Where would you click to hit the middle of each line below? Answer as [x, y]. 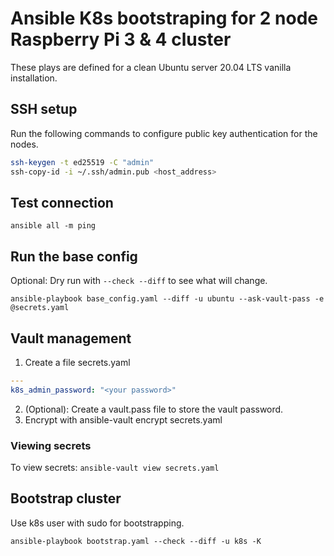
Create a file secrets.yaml [77, 362]
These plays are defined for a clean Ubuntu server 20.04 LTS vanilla [151, 67]
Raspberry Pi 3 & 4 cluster [121, 39]
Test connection [62, 202]
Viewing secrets [51, 445]
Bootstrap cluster [66, 498]
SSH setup [44, 109]
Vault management [71, 338]
